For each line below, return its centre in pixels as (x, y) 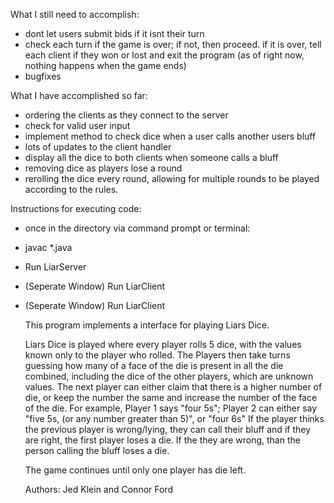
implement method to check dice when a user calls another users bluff (170, 136)
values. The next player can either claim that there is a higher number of (173, 387)
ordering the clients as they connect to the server (126, 115)
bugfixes (43, 76)
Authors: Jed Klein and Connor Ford (98, 489)
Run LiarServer (55, 267)
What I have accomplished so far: (79, 95)
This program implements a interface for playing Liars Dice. (147, 325)
